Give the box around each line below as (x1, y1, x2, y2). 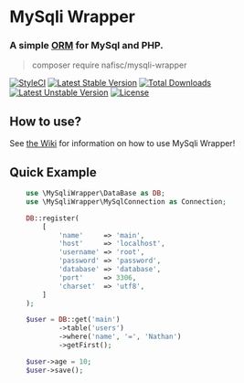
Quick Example (9, 165, 98, 180)
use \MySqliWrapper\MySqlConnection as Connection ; (26, 197, 227, 207)
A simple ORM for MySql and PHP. (9, 39, 164, 52)
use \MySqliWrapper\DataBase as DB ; (26, 189, 166, 198)
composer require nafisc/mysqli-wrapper (31, 59, 187, 70)
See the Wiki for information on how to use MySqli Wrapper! (9, 138, 236, 149)
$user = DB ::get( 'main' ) (26, 315, 121, 324)
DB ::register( (26, 213, 80, 223)
